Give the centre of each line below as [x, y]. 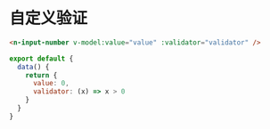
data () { [33, 67]
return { [41, 75]
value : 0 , [51, 84]
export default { [41, 59]
